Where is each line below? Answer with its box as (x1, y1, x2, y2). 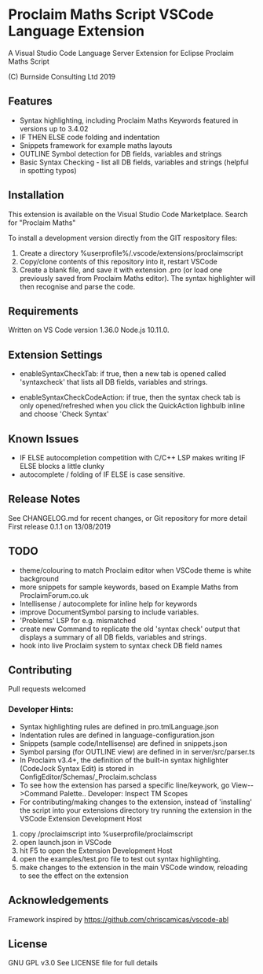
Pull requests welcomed (8, 684, 86, 694)
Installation (8, 189, 64, 202)
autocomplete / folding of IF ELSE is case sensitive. (19, 470, 186, 479)
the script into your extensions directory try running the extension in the (19, 805, 253, 815)
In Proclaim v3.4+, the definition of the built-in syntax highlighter (19, 755, 229, 765)
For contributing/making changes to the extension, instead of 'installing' (19, 797, 253, 806)
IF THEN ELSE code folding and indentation (19, 132, 160, 142)
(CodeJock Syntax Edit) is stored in (19, 763, 134, 773)
